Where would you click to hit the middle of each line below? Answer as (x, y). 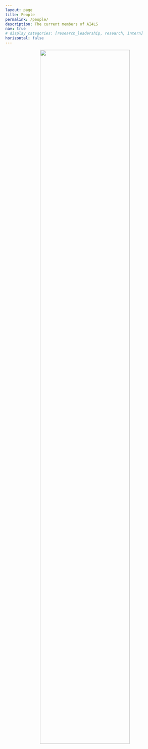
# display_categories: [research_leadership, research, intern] (74, 33)
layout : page (19, 10)
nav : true (16, 29)
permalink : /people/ (27, 19)
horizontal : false (24, 38)
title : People (20, 15)
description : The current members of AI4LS (52, 24)
